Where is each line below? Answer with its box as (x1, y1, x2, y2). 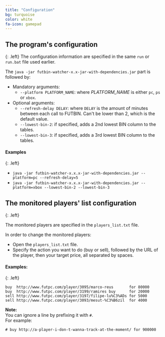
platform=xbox (12, 185, 42, 190)
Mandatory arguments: (12, 84, 60, 90)
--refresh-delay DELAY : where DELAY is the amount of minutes (20, 105, 148, 111)
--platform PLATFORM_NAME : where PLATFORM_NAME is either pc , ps (20, 89, 160, 95)
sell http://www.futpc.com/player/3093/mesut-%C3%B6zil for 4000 (5, 298, 147, 303)
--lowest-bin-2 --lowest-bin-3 (44, 185, 110, 190)
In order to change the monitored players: (5, 232, 92, 238)
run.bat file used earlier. (5, 59, 56, 65)
